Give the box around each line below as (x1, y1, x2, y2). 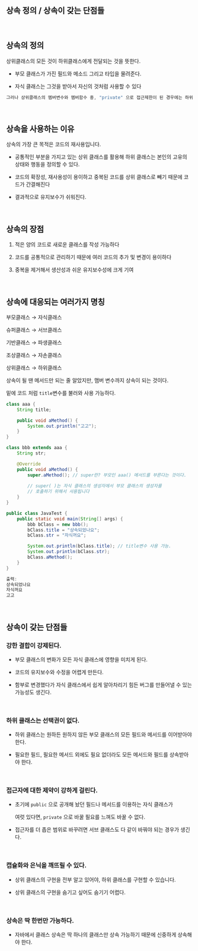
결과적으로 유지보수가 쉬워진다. (14, 194, 87, 201)
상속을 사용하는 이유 (6, 124, 75, 134)
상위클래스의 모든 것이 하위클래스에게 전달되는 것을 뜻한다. (6, 57, 141, 64)
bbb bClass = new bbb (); (27, 522, 89, 527)
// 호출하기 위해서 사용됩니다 (27, 489, 90, 495)
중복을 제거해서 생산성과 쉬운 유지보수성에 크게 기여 (14, 266, 134, 273)
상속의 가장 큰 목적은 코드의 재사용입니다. (6, 141, 101, 148)
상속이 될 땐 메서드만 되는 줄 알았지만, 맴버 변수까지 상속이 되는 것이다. (6, 377, 169, 384)
